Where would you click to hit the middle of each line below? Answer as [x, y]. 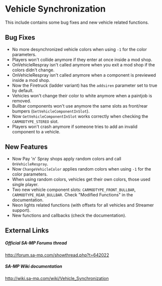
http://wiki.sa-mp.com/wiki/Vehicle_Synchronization [57, 278]
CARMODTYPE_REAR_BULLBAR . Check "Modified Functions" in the [72, 194]
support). [21, 210]
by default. [23, 90]
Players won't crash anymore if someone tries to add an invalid [75, 127]
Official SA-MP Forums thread [36, 243]
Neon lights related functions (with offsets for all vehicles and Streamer [83, 205]
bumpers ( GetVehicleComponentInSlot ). [51, 111]
